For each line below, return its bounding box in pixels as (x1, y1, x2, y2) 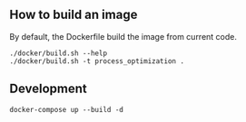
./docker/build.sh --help (9, 49, 107, 58)
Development (9, 81, 88, 97)
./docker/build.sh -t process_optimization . (9, 56, 184, 66)
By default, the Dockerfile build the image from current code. (9, 31, 238, 42)
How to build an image (9, 7, 138, 23)
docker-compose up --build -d (9, 105, 124, 114)
